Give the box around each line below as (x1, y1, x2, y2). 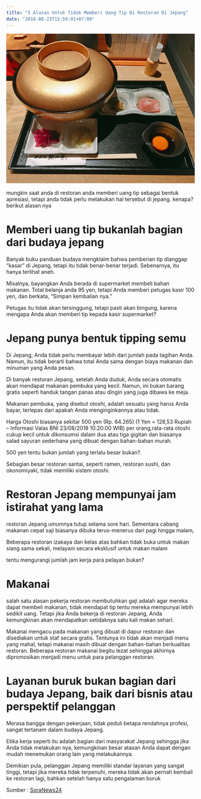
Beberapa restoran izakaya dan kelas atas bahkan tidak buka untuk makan (6, 538, 190, 545)
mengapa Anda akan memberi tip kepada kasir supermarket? (6, 310, 157, 318)
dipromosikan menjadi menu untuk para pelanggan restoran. (6, 653, 155, 661)
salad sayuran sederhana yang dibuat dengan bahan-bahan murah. (6, 438, 172, 445)
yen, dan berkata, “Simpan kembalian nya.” (6, 293, 112, 300)
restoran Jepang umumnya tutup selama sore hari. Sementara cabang (6, 520, 179, 527)
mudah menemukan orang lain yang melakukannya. (6, 750, 133, 758)
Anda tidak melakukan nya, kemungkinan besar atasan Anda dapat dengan (6, 744, 191, 751)
